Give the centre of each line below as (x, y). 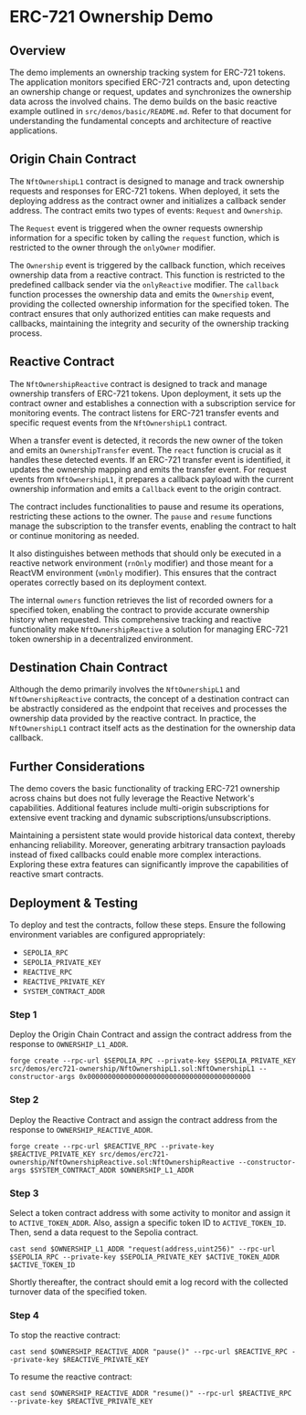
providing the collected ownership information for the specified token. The (149, 304)
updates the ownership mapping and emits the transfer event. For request (148, 469)
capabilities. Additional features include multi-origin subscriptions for (139, 808)
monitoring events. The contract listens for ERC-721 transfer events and (144, 413)
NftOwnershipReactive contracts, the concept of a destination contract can (149, 699)
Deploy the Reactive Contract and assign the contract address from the (143, 1119)
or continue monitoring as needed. (74, 535)
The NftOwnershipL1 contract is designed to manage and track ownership (147, 181)
